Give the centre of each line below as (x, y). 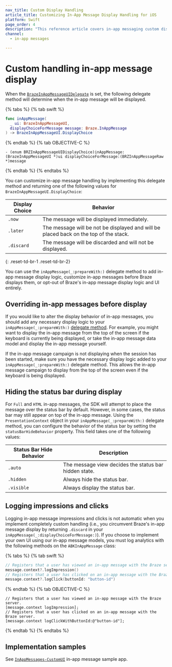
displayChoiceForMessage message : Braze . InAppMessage (68, 128)
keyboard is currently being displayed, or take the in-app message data (81, 338)
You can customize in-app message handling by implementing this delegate (85, 181)
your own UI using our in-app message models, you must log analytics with (85, 540)
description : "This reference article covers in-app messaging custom (82, 29)
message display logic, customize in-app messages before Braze (83, 277)
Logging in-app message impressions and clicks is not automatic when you (85, 518)
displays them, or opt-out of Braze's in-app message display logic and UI (82, 283)
